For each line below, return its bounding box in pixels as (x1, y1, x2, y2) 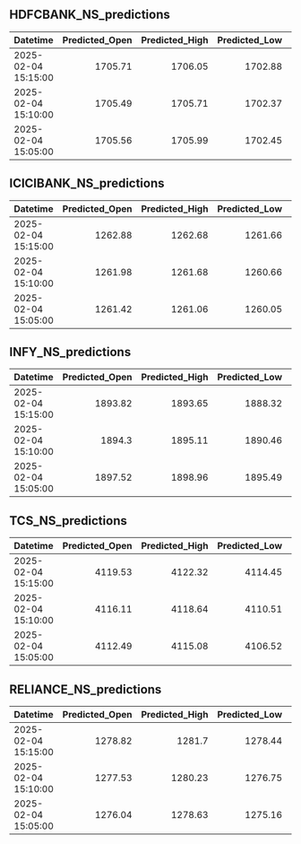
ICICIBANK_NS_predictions (9, 176, 165, 191)
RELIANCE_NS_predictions (9, 682, 162, 697)
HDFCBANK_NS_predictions (9, 7, 170, 22)
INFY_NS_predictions (9, 344, 132, 360)
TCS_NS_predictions (9, 513, 127, 528)
